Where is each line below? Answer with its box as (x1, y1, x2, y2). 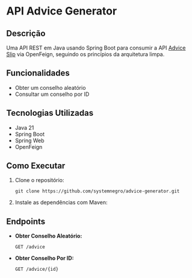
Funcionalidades (6, 68, 70, 78)
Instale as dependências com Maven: (14, 199, 108, 206)
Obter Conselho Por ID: (14, 254, 74, 262)
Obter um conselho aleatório (14, 84, 86, 91)
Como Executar (6, 161, 66, 171)
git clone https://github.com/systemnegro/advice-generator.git (14, 188, 180, 194)
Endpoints (6, 216, 46, 227)
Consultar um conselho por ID (14, 90, 90, 98)
